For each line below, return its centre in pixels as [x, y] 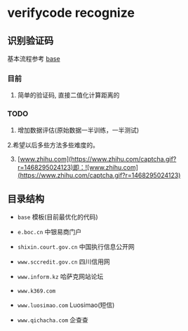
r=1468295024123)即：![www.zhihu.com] [78, 167]
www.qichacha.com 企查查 [53, 320]
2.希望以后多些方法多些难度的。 [53, 144]
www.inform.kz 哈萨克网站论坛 [60, 277]
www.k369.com [36, 291]
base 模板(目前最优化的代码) [58, 217]
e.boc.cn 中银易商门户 [49, 232]
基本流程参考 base [34, 59]
